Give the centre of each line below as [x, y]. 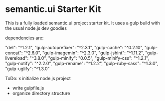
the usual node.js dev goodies [36, 28]
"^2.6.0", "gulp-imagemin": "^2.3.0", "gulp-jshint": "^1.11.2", [84, 53]
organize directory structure [41, 93]
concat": [14, 53]
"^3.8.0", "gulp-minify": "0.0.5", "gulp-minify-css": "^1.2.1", [89, 58]
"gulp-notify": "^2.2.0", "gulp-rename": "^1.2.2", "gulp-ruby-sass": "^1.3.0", [82, 63]
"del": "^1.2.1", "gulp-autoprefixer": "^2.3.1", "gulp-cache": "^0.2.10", [74, 47]
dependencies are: [24, 38]
